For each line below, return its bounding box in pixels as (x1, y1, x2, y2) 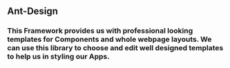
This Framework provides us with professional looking (7, 26, 193, 36)
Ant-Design (7, 5, 59, 17)
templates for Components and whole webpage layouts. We (7, 34, 212, 44)
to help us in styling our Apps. (7, 52, 110, 61)
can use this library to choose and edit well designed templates (7, 43, 224, 53)
